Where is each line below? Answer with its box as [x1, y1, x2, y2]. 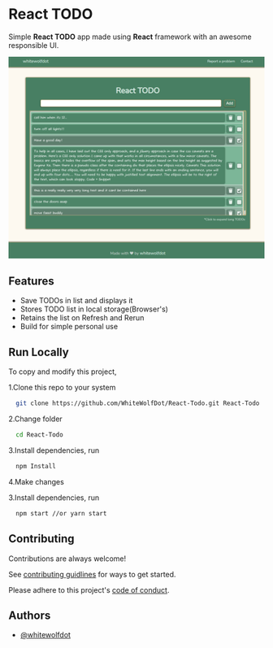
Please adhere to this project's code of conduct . [8, 585, 170, 594]
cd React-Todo [15, 431, 63, 439]
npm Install [15, 463, 57, 471]
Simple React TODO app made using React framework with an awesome [8, 32, 252, 41]
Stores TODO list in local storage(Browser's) [19, 304, 169, 314]
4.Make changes [8, 476, 65, 486]
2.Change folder [8, 414, 63, 424]
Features [8, 274, 54, 289]
